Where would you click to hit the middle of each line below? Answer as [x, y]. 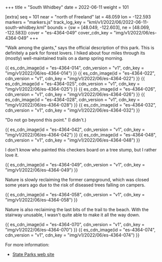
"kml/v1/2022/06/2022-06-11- [118, 22]
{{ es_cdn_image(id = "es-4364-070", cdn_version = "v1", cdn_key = [75, 224]
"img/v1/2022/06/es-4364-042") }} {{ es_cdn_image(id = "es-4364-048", [81, 135]
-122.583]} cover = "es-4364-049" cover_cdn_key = [59, 33]
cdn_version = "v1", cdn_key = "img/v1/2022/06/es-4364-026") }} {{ [75, 94]
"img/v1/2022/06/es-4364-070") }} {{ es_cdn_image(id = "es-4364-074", [81, 230]
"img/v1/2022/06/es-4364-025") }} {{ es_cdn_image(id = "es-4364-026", [81, 89]
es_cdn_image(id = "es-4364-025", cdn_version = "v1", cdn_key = [73, 84]
